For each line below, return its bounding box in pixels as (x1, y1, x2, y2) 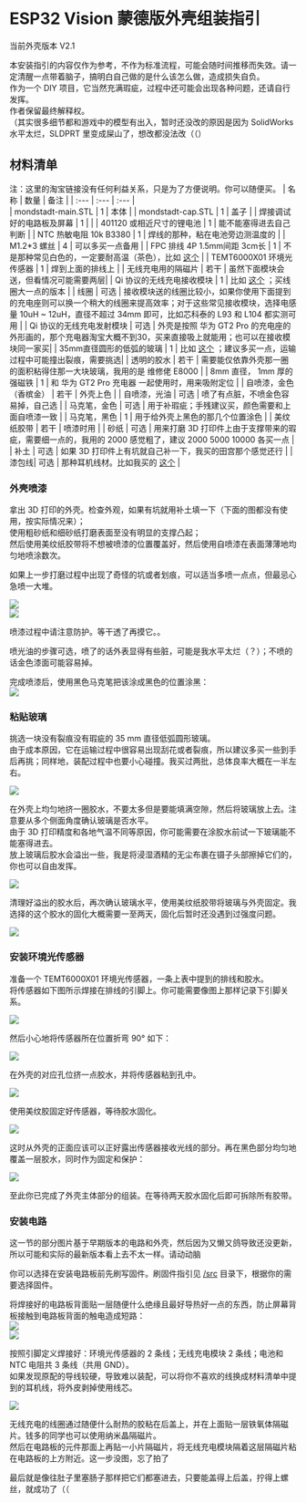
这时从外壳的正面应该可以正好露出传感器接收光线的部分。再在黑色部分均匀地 (9, 1142, 297, 1153)
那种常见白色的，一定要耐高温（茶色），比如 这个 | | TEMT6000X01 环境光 (16, 252, 293, 263)
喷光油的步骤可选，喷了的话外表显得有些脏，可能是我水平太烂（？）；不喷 (9, 646, 285, 657)
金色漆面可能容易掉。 (16, 658, 97, 669)
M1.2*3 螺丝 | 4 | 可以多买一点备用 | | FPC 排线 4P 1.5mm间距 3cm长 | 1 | (9, 240, 282, 251)
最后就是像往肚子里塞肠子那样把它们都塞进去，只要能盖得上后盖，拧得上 (9, 1472, 280, 1483)
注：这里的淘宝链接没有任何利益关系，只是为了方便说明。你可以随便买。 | (9, 183, 286, 194)
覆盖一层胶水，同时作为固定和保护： (9, 1153, 146, 1164)
